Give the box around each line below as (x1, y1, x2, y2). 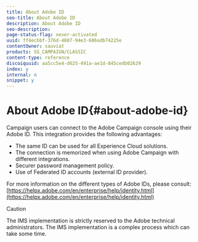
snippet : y (6, 77, 34, 83)
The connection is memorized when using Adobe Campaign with (15, 149, 179, 156)
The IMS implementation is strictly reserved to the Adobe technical (6, 217, 175, 224)
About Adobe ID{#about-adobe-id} (6, 104, 189, 118)
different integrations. (15, 156, 70, 163)
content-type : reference (6, 55, 70, 61)
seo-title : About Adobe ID (6, 15, 75, 21)
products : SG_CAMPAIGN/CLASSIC (6, 49, 86, 55)
